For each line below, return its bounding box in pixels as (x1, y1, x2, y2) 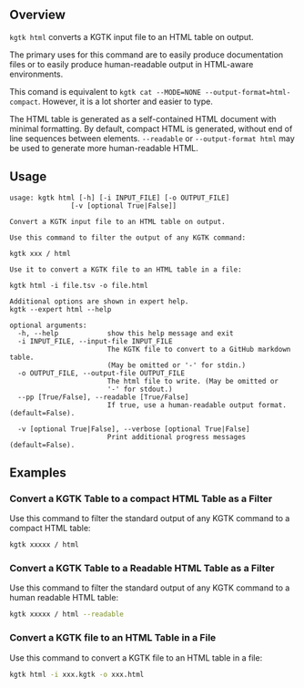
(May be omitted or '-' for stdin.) (106, 360, 247, 370)
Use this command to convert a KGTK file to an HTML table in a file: (9, 652, 263, 663)
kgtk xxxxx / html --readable (9, 610, 125, 619)
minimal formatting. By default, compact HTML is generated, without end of (9, 123, 293, 134)
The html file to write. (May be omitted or (106, 376, 279, 385)
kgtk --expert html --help (9, 304, 112, 313)
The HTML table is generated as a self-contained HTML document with (9, 113, 277, 124)
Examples (9, 465, 66, 481)
